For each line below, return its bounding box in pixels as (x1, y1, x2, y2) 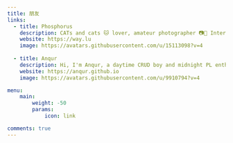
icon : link (44, 113, 76, 120)
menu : (7, 87, 23, 94)
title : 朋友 (7, 10, 40, 17)
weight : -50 (32, 99, 67, 107)
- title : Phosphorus (13, 23, 73, 30)
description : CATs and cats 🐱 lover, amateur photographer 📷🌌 (19, 29, 208, 37)
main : (19, 93, 36, 100)
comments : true (7, 125, 51, 132)
